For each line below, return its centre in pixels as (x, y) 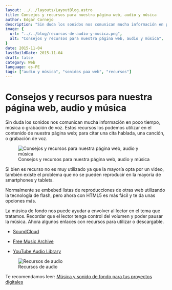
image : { (15, 29)
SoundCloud (26, 231)
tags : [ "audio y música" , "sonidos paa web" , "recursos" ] (68, 72)
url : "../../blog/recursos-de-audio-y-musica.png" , (66, 34)
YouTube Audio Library (37, 251)
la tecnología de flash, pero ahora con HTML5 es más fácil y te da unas (80, 195)
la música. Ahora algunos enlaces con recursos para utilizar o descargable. (85, 221)
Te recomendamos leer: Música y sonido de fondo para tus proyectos (79, 276)
